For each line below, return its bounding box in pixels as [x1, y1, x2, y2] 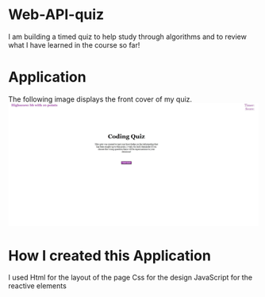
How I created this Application [8, 246, 212, 264]
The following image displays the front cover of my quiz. [8, 94, 193, 104]
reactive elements [8, 281, 67, 291]
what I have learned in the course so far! [8, 40, 140, 49]
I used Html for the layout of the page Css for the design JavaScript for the [8, 272, 252, 283]
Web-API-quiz [8, 6, 105, 24]
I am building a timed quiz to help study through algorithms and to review [8, 32, 248, 41]
